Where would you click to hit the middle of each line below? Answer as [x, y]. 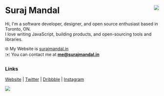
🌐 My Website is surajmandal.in [37, 48]
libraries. [14, 39]
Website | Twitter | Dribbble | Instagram [45, 80]
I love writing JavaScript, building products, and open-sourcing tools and [78, 34]
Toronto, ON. [18, 29]
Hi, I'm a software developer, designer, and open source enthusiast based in [82, 24]
